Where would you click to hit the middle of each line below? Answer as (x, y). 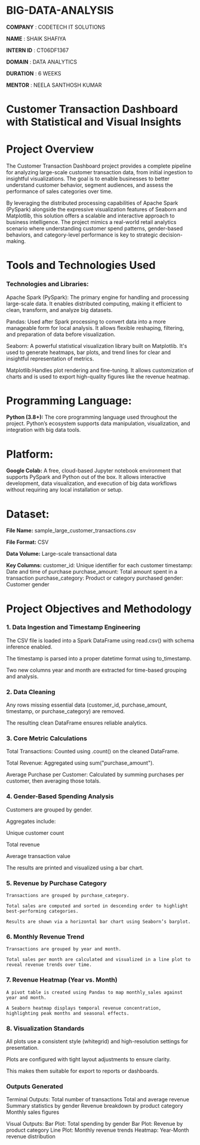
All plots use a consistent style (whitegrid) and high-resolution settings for (97, 1041)
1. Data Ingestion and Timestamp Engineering (73, 628)
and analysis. (22, 676)
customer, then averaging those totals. (53, 781)
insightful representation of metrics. (50, 358)
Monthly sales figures (33, 1112)
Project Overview (50, 149)
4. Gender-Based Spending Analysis (60, 796)
